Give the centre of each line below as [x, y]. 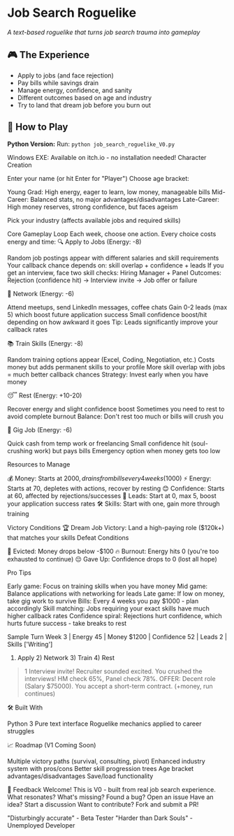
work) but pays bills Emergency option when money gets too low [127, 450]
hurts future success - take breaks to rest [67, 623]
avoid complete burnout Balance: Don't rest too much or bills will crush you [115, 416]
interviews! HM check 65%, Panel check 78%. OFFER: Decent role [120, 678]
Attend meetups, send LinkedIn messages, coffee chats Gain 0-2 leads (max [117, 307]
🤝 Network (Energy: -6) [41, 293]
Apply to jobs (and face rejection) [65, 75]
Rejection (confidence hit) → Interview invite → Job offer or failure [102, 280]
